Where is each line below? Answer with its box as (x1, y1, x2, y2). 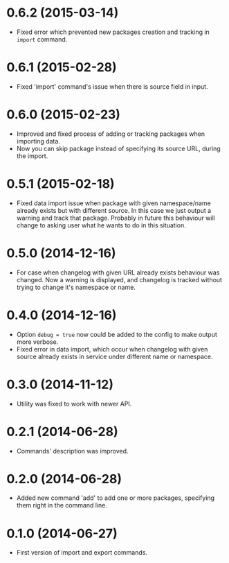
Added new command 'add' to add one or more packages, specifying (16, 494, 215, 502)
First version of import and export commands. (16, 548, 148, 557)
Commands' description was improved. (16, 447, 129, 455)
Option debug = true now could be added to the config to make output (16, 330, 217, 338)
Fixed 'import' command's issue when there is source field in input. (16, 82, 208, 91)
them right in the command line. (16, 501, 108, 510)
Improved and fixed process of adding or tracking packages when (16, 130, 205, 138)
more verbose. (16, 338, 59, 346)
